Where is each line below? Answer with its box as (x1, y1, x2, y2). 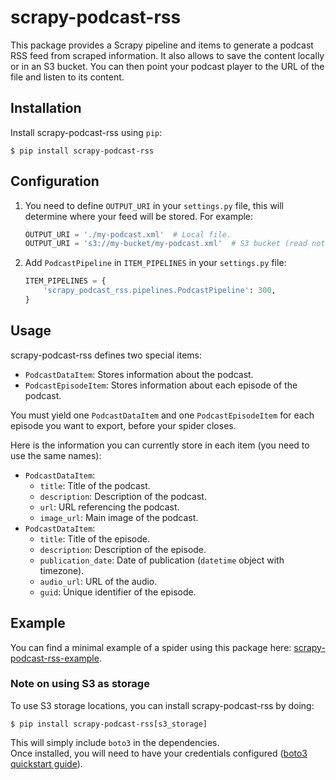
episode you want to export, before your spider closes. (10, 419, 237, 431)
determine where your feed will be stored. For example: (24, 210, 254, 222)
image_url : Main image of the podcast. (39, 511, 199, 523)
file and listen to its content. (10, 71, 125, 83)
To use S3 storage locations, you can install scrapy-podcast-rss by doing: (10, 699, 315, 711)
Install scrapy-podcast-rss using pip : (10, 126, 163, 138)
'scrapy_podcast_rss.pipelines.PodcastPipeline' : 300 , (43, 286, 277, 296)
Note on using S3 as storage (10, 677, 150, 691)
